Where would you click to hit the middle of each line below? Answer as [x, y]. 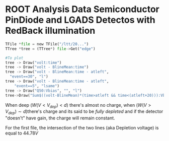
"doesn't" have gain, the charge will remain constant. [60, 118]
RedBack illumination [50, 31]
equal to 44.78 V [22, 133]
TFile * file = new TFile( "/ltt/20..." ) [47, 44]
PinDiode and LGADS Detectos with [80, 20]
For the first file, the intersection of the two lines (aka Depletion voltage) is [82, 128]
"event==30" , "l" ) [29, 77]
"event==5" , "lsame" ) [37, 86]
